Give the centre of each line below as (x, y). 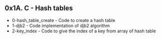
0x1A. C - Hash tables (39, 8)
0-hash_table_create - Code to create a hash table (64, 20)
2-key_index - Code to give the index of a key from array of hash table (84, 31)
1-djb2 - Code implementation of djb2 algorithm (61, 25)
